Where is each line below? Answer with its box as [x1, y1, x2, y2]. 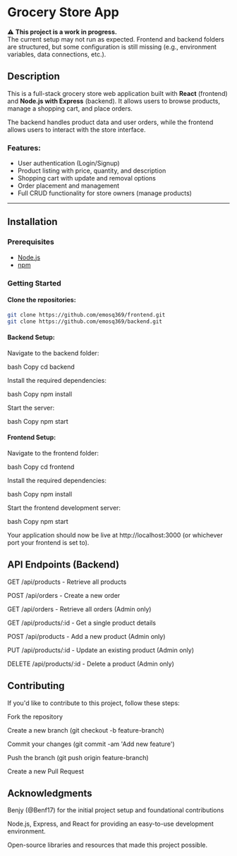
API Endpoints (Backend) [7, 558, 120, 571]
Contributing [7, 680, 65, 692]
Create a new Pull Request [7, 766, 85, 776]
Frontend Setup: [7, 433, 56, 441]
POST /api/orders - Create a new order [7, 591, 121, 599]
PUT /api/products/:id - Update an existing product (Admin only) [7, 646, 195, 654]
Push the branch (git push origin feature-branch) [7, 753, 150, 762]
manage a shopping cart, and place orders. [7, 104, 133, 113]
